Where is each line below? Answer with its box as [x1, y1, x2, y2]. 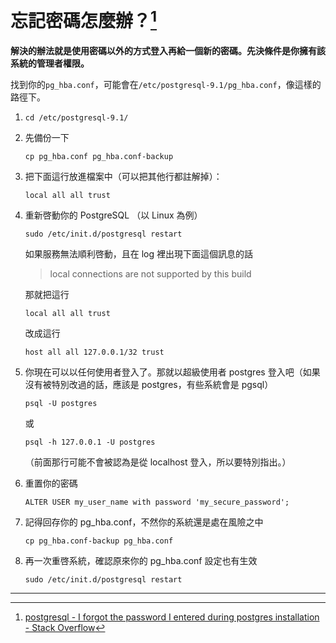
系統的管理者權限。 [10, 57, 90, 70]
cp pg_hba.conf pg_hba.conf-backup [24, 152, 174, 162]
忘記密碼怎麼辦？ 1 [10, 6, 158, 33]
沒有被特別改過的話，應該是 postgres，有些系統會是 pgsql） [24, 379, 274, 391]
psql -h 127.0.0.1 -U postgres [24, 437, 156, 448]
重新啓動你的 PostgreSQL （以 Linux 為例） [24, 209, 203, 221]
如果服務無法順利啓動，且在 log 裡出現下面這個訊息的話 [24, 248, 254, 260]
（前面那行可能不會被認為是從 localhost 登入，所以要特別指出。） [24, 456, 292, 468]
